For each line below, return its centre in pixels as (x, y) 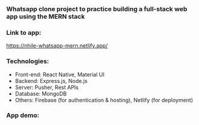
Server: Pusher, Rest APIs (47, 87)
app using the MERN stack (46, 16)
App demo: (23, 115)
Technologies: (28, 61)
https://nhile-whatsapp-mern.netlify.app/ (57, 46)
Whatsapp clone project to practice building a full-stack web (97, 9)
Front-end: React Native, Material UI (59, 75)
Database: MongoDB (41, 93)
